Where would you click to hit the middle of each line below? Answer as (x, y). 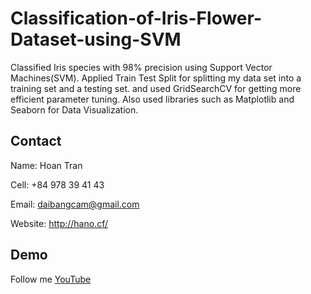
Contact (36, 141)
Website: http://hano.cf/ (59, 223)
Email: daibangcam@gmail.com (75, 204)
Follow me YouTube (51, 279)
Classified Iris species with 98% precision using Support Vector (141, 67)
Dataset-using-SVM (96, 39)
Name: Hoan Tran (46, 165)
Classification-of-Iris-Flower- (136, 18)
